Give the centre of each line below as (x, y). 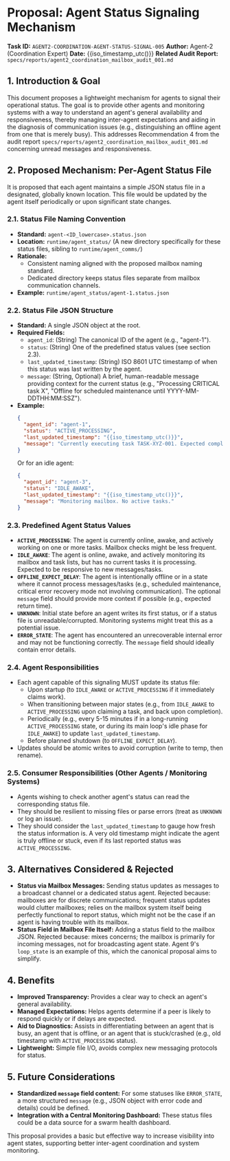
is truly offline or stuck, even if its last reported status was (99, 840)
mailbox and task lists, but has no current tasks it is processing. (107, 562)
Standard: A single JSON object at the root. (79, 325)
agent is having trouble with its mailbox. (73, 922)
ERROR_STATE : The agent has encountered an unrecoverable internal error (119, 635)
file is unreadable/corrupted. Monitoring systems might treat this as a (115, 620)
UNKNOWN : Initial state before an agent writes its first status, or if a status (117, 613)
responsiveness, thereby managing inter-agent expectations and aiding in (111, 119)
